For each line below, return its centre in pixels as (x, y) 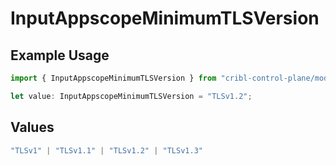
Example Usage (60, 55)
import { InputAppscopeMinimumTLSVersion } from (113, 78)
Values (32, 127)
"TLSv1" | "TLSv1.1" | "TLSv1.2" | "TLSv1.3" (106, 150)
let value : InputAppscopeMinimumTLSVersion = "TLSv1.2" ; (131, 96)
